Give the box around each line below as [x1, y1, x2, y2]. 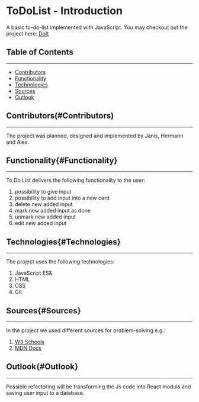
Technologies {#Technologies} [6, 237, 121, 247]
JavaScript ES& [14, 269, 53, 276]
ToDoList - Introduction [6, 4, 123, 18]
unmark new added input [14, 213, 76, 220]
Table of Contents [6, 47, 74, 57]
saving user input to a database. [6, 389, 85, 396]
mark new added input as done [14, 207, 91, 214]
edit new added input [14, 220, 67, 227]
